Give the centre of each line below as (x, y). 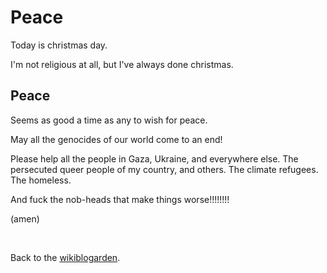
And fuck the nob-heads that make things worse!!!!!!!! (120, 199)
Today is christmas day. (59, 45)
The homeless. (41, 180)
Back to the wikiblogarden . (65, 257)
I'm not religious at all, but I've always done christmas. (122, 64)
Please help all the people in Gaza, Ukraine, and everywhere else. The (154, 158)
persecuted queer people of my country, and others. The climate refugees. (164, 169)
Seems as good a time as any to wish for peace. (109, 120)
